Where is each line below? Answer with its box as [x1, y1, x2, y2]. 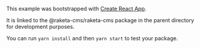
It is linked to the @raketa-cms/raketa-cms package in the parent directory [6, 17, 195, 23]
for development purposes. [6, 23, 75, 30]
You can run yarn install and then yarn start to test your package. [6, 35, 178, 41]
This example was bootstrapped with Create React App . [6, 5, 147, 12]
